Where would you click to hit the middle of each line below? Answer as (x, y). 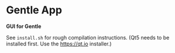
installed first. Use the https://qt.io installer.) (59, 44)
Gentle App (34, 10)
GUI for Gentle (24, 26)
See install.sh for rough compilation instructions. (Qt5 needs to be (88, 37)
